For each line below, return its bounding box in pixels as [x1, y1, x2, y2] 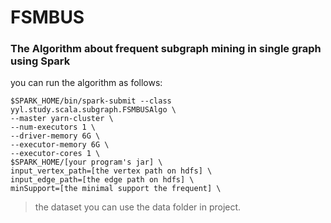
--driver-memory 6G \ [10, 131, 101, 141]
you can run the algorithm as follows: [10, 77, 163, 89]
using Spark [10, 54, 71, 68]
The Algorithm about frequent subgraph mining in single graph [10, 42, 322, 56]
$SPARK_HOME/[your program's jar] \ [10, 157, 163, 168]
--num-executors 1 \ [10, 122, 97, 133]
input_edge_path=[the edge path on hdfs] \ [10, 175, 195, 185]
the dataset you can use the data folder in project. [34, 201, 242, 213]
